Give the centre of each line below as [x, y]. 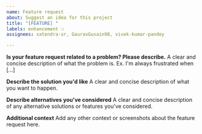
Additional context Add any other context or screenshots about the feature [101, 118]
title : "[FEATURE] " [33, 23]
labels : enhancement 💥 [36, 29]
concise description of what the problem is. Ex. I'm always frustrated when [100, 64]
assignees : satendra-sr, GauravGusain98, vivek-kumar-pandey [85, 35]
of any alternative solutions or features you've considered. [80, 106]
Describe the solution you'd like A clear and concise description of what [98, 82]
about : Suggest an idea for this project [60, 18]
